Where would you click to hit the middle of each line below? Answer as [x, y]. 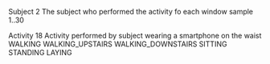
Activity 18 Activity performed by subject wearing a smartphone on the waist [135, 36]
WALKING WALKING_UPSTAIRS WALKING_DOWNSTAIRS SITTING [118, 44]
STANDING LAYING [40, 52]
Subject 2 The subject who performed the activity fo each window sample [131, 12]
